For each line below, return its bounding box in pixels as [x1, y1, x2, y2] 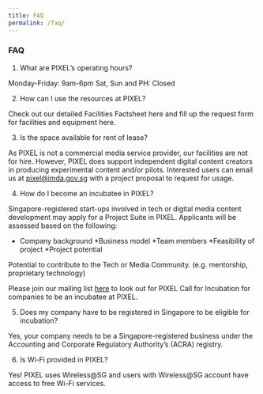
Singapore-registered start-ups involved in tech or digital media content [8, 203, 242, 214]
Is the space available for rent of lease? [19, 132, 148, 142]
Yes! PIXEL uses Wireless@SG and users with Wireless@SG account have [8, 369, 249, 380]
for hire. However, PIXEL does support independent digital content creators [8, 156, 253, 166]
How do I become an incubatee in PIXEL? [19, 188, 154, 198]
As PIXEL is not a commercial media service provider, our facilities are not [8, 148, 249, 157]
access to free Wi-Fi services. [8, 378, 107, 388]
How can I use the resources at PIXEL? [19, 93, 146, 103]
